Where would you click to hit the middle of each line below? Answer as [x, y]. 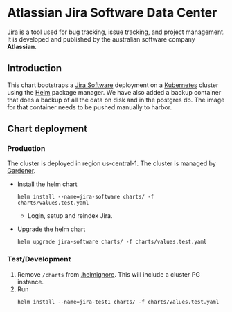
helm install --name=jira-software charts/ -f [86, 197]
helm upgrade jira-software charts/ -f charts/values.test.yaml [112, 242]
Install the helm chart [47, 184]
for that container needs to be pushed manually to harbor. [89, 107]
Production [26, 149]
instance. [30, 282]
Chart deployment [47, 129]
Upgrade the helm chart [51, 229]
